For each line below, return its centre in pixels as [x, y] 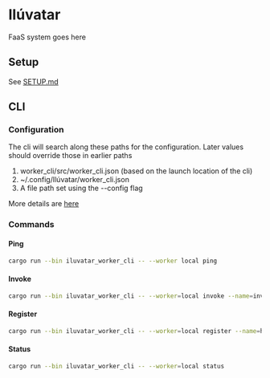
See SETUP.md [33, 81]
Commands [31, 225]
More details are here [44, 204]
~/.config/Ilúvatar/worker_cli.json [75, 180]
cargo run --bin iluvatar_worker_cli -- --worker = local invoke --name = [131, 296]
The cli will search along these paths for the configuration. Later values [126, 147]
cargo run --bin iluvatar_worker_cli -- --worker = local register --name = [135, 331]
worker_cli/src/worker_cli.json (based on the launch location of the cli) [136, 171]
